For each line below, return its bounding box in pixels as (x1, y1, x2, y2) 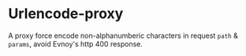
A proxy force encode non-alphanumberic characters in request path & (8, 31, 238, 40)
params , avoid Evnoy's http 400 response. (8, 39, 143, 48)
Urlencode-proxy (8, 5, 124, 23)
